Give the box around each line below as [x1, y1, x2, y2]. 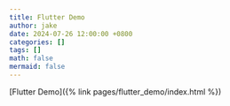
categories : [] [9, 37, 66, 47]
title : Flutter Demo [9, 12, 86, 22]
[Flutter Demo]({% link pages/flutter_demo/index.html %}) [9, 86, 222, 97]
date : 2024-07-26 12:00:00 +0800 [9, 29, 133, 38]
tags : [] [9, 46, 42, 55]
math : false [9, 54, 53, 63]
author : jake [9, 21, 58, 30]
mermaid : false [9, 63, 66, 72]
